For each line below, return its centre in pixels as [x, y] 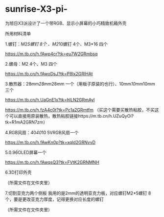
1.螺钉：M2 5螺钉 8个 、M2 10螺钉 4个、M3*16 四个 [57, 44]
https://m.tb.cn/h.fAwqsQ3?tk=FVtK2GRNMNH [52, 162]
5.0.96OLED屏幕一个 [26, 152]
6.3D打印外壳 [18, 172]
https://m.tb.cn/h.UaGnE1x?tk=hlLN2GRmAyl [50, 99]
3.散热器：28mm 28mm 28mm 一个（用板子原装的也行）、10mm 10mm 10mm [80, 84]
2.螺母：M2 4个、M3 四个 [31, 64]
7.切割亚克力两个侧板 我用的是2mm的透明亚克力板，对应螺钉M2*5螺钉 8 [78, 193]
